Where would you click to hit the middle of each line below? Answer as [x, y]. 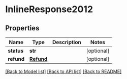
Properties [22, 28]
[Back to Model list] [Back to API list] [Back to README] [63, 71]
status [16, 51]
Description [67, 42]
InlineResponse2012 [49, 9]
